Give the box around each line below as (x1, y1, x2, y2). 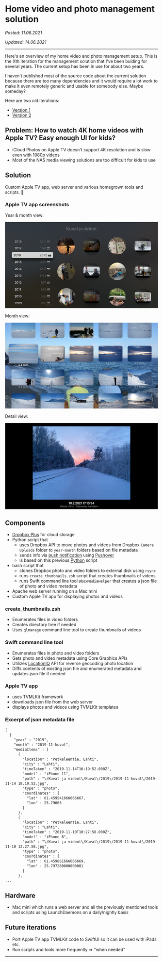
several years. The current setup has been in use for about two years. (5, 63, 145, 69)
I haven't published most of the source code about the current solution (5, 73, 147, 79)
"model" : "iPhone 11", (22, 771, 70, 777)
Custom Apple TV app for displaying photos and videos (12, 593, 123, 599)
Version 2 (12, 112, 32, 118)
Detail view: (5, 413, 29, 419)
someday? (5, 88, 26, 94)
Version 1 (12, 107, 31, 113)
